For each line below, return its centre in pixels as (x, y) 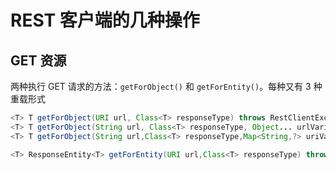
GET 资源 (38, 60)
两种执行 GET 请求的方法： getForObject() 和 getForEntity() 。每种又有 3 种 (166, 86)
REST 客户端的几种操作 (105, 20)
